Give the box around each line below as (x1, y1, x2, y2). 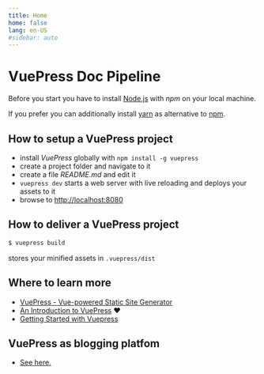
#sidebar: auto (8, 33, 58, 42)
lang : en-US (8, 26, 47, 34)
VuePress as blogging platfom (8, 337, 160, 350)
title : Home (8, 11, 47, 20)
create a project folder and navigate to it (19, 161, 151, 171)
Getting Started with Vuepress (19, 314, 119, 323)
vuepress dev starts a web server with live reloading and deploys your (19, 179, 247, 187)
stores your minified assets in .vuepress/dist (8, 253, 156, 263)
